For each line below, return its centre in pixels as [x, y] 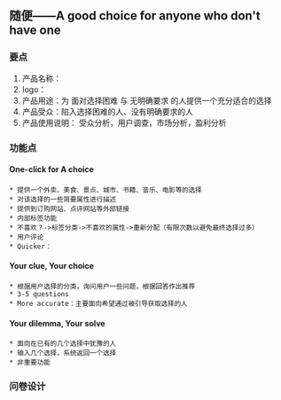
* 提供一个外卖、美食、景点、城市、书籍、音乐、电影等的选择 [105, 190]
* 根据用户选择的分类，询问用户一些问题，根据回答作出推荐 [102, 286]
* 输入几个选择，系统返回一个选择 [63, 353]
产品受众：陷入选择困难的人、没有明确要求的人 [107, 111]
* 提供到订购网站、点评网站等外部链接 [70, 208]
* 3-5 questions [39, 294]
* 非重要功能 [30, 363]
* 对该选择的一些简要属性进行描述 [63, 199]
